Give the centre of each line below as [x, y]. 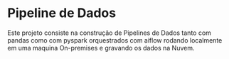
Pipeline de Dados [62, 13]
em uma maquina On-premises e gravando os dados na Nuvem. [101, 48]
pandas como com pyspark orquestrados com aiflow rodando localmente [115, 40]
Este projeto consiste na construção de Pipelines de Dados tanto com [110, 33]
